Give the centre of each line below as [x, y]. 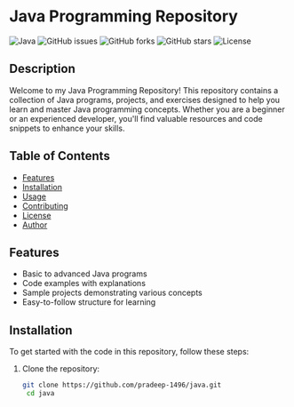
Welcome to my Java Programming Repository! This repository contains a [144, 90]
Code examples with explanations [84, 283]
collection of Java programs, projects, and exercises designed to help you [145, 100]
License [36, 215]
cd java [40, 394]
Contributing [45, 205]
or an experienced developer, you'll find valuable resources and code [136, 118]
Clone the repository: [61, 369]
